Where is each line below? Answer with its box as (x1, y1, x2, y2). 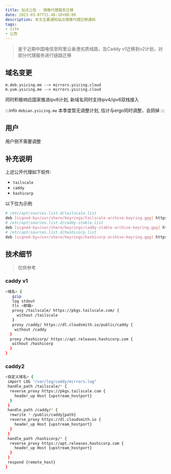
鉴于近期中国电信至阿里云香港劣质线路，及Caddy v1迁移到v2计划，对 (17, 46, 163, 52)
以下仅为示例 (5, 201, 32, 207)
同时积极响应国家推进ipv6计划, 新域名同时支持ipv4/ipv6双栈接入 (5, 96, 139, 103)
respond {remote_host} (7, 460, 56, 465)
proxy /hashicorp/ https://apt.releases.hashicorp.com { (10, 336, 133, 342)
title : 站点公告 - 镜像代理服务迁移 (5, 7, 74, 13)
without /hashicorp (12, 341, 53, 346)
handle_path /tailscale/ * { (7, 384, 67, 389)
